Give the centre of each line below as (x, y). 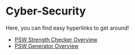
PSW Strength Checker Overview (56, 39)
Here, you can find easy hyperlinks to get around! (67, 28)
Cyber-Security (46, 11)
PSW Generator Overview (47, 46)
